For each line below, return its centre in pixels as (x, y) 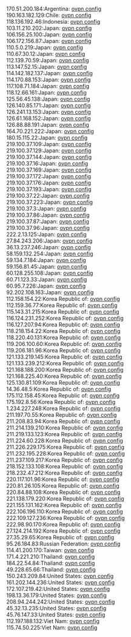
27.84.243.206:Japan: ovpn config (49, 241)
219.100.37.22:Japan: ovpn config (48, 196)
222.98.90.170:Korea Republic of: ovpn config (63, 524)
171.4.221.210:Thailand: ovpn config (51, 557)
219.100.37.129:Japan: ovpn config (49, 150)
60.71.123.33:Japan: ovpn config (47, 279)
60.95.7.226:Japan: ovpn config (46, 286)
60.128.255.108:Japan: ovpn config (50, 273)
